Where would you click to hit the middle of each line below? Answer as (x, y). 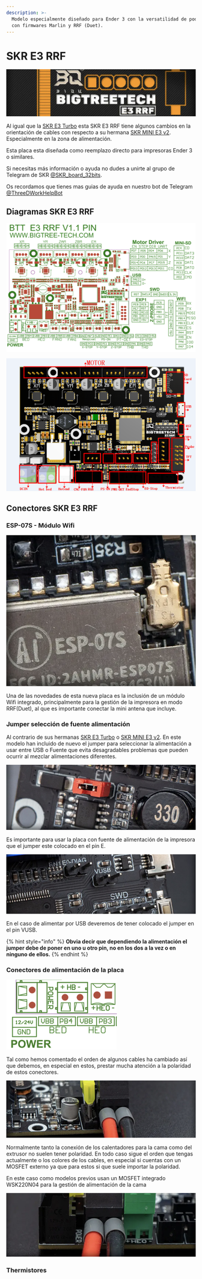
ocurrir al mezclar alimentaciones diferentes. (62, 756)
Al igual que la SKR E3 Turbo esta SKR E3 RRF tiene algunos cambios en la (99, 126)
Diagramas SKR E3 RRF (50, 212)
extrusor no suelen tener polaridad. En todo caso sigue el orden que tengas (100, 1154)
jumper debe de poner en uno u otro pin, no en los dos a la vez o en (91, 948)
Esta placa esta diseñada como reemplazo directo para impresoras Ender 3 (99, 150)
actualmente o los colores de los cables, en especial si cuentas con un (94, 1160)
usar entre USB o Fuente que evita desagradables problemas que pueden (97, 750)
